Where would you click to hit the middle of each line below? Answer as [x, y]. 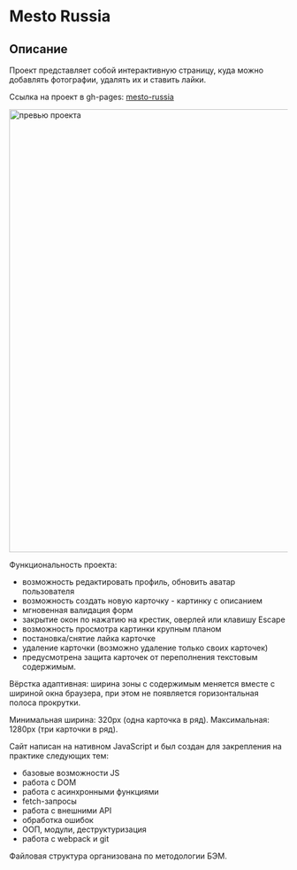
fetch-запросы [49, 801]
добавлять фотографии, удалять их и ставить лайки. [108, 80]
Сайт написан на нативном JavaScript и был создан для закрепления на [146, 746]
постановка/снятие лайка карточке [89, 638]
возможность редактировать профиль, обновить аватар [129, 582]
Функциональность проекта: [63, 565]
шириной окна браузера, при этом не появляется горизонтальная [134, 693]
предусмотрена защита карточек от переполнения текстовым [140, 657]
